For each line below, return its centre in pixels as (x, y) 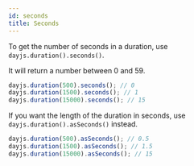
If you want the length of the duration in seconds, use (97, 116)
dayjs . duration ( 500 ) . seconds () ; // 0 (72, 85)
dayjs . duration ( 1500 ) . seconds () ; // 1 (73, 93)
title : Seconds (34, 23)
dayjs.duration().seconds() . (56, 55)
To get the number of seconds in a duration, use (88, 46)
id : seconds (28, 16)
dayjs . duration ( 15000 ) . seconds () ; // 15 (77, 100)
